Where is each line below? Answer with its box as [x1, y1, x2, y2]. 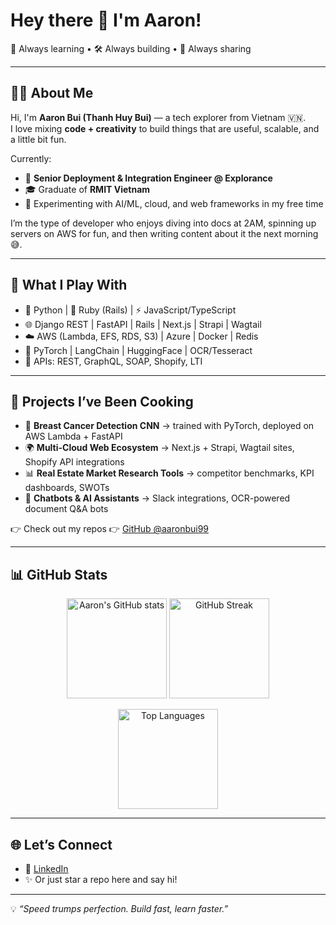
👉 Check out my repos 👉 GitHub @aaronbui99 [10, 523, 210, 535]
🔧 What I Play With [10, 277, 128, 294]
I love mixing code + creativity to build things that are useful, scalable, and [10, 122, 320, 134]
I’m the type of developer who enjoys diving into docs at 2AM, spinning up [10, 217, 317, 229]
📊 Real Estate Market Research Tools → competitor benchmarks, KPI [24, 467, 315, 479]
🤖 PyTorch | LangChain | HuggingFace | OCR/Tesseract [24, 344, 253, 356]
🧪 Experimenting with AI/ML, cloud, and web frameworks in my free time [24, 197, 324, 209]
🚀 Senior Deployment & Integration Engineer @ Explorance [24, 172, 273, 184]
